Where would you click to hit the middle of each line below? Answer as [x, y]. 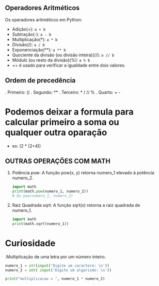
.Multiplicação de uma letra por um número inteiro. [56, 256]
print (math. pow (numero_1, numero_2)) [50, 191]
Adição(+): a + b [29, 29]
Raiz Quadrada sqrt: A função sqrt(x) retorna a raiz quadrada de [76, 205]
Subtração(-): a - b [32, 34]
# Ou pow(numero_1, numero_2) [43, 196]
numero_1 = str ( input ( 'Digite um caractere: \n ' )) [57, 266]
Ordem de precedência [40, 80]
